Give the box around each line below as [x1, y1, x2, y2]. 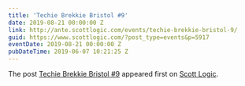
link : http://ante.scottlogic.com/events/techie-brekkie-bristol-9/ [8, 26, 238, 34]
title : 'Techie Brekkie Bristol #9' [8, 11, 128, 20]
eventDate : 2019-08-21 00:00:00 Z [8, 41, 122, 48]
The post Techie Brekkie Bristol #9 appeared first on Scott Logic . [8, 70, 219, 78]
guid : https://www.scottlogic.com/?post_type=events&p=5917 [8, 33, 210, 41]
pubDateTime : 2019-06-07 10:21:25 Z [8, 48, 128, 56]
